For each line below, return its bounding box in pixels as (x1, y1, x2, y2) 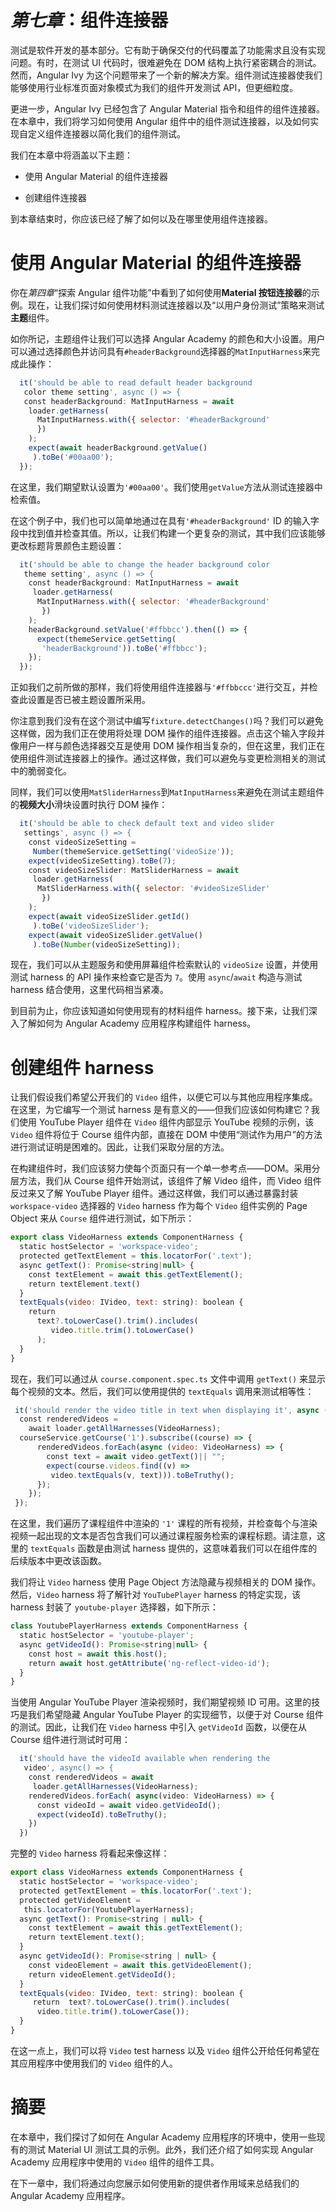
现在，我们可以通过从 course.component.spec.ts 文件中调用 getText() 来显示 (10, 1372, 326, 1385)
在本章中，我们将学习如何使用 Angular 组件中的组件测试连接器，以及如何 (10, 115, 311, 127)
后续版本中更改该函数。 (10, 1555, 107, 1567)
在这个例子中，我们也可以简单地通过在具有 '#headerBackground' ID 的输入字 (10, 514, 320, 526)
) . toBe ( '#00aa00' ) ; (32, 452, 114, 462)
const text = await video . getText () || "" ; (46, 1451, 226, 1461)
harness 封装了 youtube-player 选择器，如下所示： (10, 1601, 219, 1613)
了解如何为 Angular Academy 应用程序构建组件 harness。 (18, 1017, 257, 1030)
